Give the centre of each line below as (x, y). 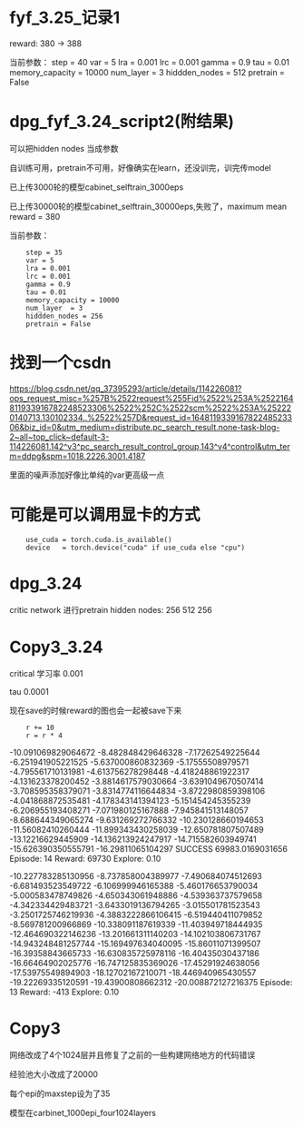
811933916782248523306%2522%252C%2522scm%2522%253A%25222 (151, 408)
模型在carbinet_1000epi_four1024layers (83, 1112)
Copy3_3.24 (56, 647)
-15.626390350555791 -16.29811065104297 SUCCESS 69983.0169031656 (149, 848)
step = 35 (44, 252)
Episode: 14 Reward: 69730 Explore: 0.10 (85, 858)
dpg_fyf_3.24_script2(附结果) (122, 122)
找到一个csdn (60, 363)
